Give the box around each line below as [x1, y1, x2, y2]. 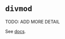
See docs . [5, 28, 26, 34]
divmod [5, 4, 32, 13]
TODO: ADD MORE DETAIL [5, 18, 60, 24]
